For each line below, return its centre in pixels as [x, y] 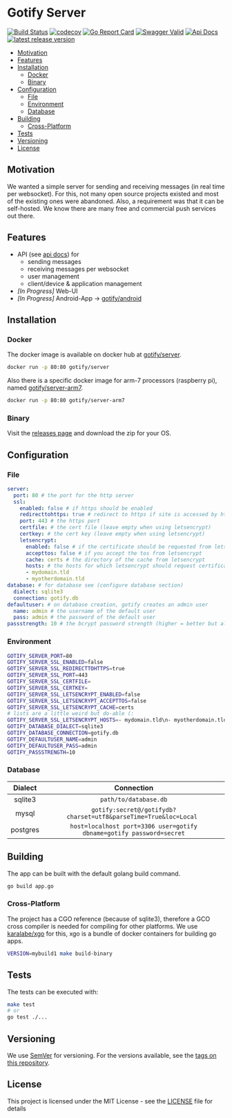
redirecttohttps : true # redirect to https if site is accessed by [118, 515]
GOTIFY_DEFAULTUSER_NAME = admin [52, 739]
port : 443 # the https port [60, 521]
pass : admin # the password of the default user [85, 617]
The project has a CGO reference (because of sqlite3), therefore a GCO [109, 919]
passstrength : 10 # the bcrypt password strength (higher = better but [112, 624]
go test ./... [28, 1017]
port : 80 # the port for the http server [74, 495]
